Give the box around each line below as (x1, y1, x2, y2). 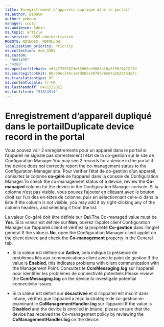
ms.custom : (5, 52, 27, 58)
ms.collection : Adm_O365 (5, 48, 56, 53)
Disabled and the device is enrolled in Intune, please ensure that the (12, 306, 150, 312)
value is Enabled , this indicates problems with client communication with (12, 260, 159, 266)
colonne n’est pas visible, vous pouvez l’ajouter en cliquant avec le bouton (5, 189, 155, 195)
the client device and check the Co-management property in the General (5, 235, 153, 241)
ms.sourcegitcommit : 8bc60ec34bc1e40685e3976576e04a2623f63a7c (5, 71, 137, 76)
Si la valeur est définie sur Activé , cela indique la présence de (12, 250, 138, 255)
